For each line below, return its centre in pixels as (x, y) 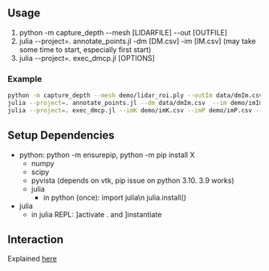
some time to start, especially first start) (85, 49)
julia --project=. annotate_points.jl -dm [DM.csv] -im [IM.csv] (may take (137, 41)
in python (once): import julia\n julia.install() (114, 197)
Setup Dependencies (61, 135)
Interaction (36, 239)
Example (25, 79)
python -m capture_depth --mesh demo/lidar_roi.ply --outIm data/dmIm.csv (135, 95)
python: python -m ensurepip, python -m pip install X (107, 155)
